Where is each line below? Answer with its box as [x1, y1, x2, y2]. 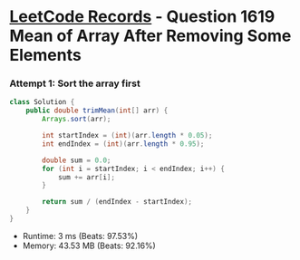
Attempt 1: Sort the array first [9, 77, 140, 90]
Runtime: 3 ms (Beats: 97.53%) [22, 230, 139, 241]
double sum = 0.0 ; [42, 156, 111, 165]
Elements [9, 45, 82, 65]
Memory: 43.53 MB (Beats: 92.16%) [22, 240, 156, 251]
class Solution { [9, 98, 75, 107]
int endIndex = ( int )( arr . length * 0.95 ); [42, 139, 205, 149]
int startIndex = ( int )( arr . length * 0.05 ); [42, 131, 213, 140]
